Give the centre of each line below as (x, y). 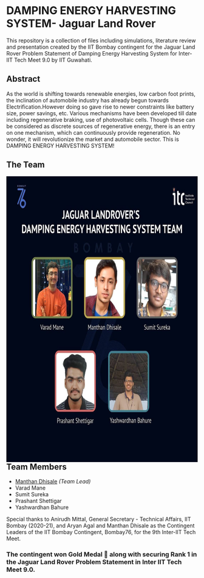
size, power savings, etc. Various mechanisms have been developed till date (102, 113)
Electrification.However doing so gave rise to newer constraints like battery (100, 107)
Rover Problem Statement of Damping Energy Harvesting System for (92, 53)
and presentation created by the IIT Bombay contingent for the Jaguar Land (101, 47)
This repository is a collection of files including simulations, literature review (101, 40)
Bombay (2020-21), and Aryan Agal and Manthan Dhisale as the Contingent (100, 526)
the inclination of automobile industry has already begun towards (87, 100)
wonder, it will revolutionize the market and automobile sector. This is (93, 139)
